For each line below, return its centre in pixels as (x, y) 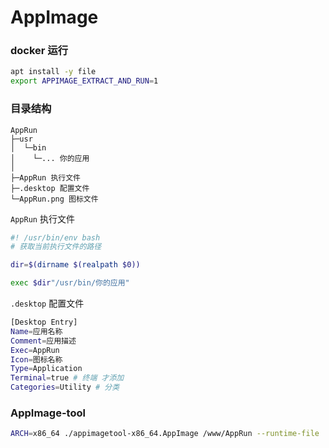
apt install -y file (53, 72)
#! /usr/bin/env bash (55, 237)
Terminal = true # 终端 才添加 (67, 378)
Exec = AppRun (35, 350)
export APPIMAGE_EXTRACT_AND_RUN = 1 (84, 81)
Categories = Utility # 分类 (65, 387)
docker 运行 (39, 51)
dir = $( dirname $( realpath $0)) (75, 265)
